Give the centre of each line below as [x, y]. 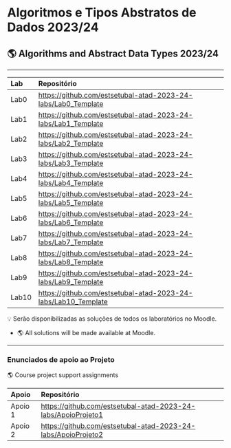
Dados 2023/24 [53, 27]
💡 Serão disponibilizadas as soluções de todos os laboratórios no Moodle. [112, 319]
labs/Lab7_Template [71, 242]
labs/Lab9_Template [71, 282]
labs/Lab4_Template [71, 183]
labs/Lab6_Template [71, 223]
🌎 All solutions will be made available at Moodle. [86, 333]
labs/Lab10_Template [73, 302]
